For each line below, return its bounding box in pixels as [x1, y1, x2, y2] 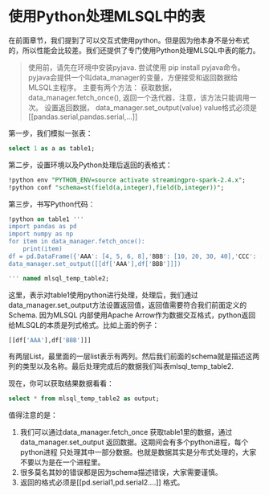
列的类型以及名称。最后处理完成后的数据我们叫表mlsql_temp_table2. [8, 362, 234, 371]
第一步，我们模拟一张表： [8, 128, 93, 137]
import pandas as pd [8, 223, 78, 231]
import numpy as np [8, 230, 74, 238]
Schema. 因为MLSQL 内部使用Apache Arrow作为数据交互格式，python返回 [8, 310, 255, 320]
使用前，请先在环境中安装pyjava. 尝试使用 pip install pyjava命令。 [27, 62, 245, 72]
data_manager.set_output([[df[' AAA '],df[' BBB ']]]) [8, 260, 181, 268]
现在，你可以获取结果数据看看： [8, 378, 114, 388]
